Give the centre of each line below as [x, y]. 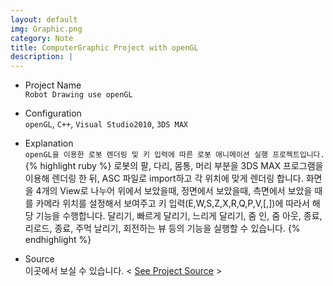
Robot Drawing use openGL [78, 95]
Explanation [49, 143]
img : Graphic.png [46, 29]
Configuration [53, 113]
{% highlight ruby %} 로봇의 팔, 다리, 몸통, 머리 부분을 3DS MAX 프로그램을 [174, 166]
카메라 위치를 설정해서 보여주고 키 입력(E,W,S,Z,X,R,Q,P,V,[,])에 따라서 [172, 203]
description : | [42, 57]
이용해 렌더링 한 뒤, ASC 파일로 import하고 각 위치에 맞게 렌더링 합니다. [164, 178]
